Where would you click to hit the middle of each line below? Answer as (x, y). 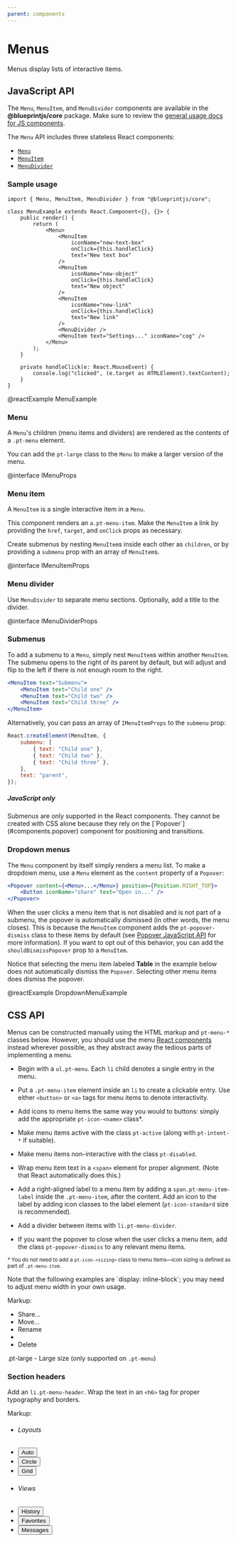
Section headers (37, 1376)
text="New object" (98, 286)
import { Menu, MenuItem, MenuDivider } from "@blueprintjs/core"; (109, 199)
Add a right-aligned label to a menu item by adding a (94, 1189)
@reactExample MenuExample (52, 399)
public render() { (47, 217)
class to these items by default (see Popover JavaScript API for (124, 935)
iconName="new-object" (104, 274)
